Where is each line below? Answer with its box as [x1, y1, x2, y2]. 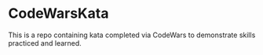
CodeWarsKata [8, 5, 109, 22]
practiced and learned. [8, 38, 82, 47]
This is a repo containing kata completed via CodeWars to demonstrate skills [8, 30, 256, 40]
